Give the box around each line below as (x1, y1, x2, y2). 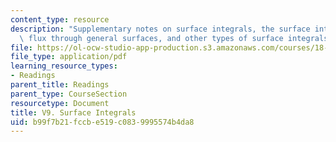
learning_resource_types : (10, 61, 118, 71)
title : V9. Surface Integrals (10, 107, 137, 118)
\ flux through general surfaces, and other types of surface (19, 33, 284, 43)
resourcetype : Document (10, 98, 110, 108)
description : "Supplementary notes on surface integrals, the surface (10, 24, 311, 34)
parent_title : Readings (10, 80, 110, 90)
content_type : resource (10, 14, 110, 25)
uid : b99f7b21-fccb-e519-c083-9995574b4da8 (10, 117, 195, 127)
